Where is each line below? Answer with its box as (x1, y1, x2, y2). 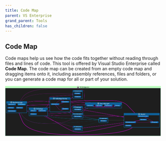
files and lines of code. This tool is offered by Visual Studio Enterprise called (5, 60, 161, 66)
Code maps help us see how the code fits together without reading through (5, 56, 159, 61)
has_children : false (5, 24, 48, 28)
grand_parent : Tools (5, 18, 48, 23)
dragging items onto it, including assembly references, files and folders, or (5, 71, 157, 77)
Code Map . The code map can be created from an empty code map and (5, 66, 152, 72)
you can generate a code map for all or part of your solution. (5, 76, 128, 82)
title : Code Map (5, 8, 39, 13)
